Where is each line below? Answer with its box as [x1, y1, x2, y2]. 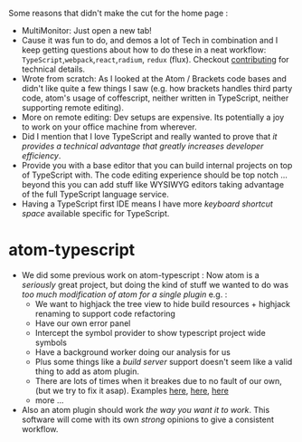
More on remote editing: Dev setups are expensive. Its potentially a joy [21, 112, 285, 122]
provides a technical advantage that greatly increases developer [21, 140, 264, 151]
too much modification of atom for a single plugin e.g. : [21, 289, 228, 300]
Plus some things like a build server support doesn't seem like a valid [34, 356, 293, 367]
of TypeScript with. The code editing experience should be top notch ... [21, 169, 288, 180]
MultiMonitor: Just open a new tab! [21, 25, 153, 35]
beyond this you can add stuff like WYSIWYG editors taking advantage [21, 179, 285, 189]
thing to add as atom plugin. [34, 366, 139, 377]
